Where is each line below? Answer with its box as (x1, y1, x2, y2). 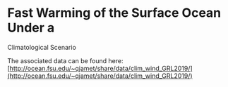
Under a (7, 20, 55, 36)
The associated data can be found (7, 56, 107, 65)
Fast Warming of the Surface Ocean (7, 5, 222, 21)
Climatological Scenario (7, 43, 76, 51)
